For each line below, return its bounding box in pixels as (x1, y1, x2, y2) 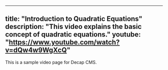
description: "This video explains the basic (5, 22, 142, 31)
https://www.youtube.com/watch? (8, 38, 120, 46)
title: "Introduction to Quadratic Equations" (5, 14, 142, 23)
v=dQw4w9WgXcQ (5, 46, 67, 54)
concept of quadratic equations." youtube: (5, 30, 141, 39)
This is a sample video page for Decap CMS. (5, 59, 97, 65)
